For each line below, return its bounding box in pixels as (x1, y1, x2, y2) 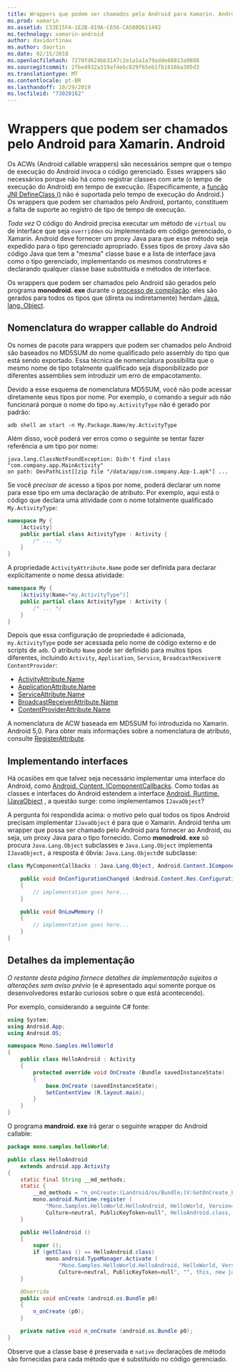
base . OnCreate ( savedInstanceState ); (45, 1082, 159, 1089)
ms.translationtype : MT (7, 70, 79, 77)
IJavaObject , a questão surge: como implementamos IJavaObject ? (7, 797, 205, 806)
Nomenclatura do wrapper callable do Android (7, 322, 218, 334)
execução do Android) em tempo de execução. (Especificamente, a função (7, 183, 229, 191)
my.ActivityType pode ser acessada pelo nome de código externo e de (7, 639, 216, 647)
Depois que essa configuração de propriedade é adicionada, (7, 631, 186, 639)
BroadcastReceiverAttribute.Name (17, 698, 119, 706)
